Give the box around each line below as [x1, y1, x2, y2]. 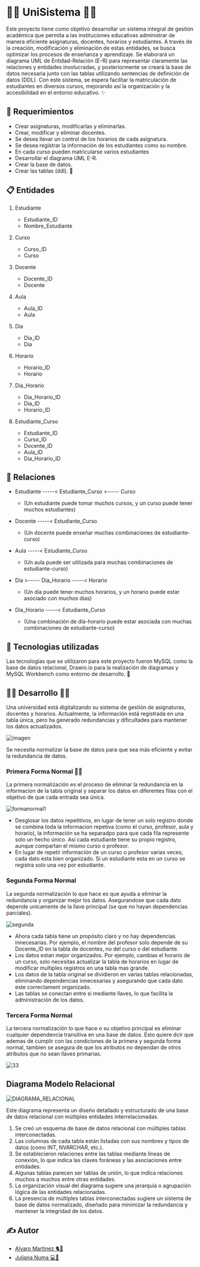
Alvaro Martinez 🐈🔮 [14, 1245, 64, 1252]
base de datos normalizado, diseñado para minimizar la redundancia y [14, 1201, 188, 1208]
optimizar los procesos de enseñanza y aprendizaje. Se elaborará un [6, 50, 175, 58]
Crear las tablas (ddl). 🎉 [14, 167, 73, 174]
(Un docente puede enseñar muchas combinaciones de [23, 529, 161, 536]
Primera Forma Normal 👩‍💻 [6, 767, 82, 776]
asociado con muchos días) [23, 595, 92, 602]
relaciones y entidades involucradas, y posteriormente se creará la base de [6, 63, 192, 71]
